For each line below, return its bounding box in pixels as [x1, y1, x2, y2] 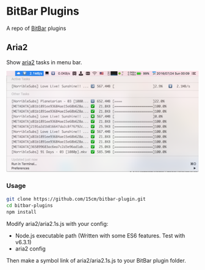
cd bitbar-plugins [6, 203, 53, 209]
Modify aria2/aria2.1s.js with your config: [6, 220, 109, 227]
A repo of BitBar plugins [6, 24, 67, 32]
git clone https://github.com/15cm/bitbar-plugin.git [6, 196, 146, 203]
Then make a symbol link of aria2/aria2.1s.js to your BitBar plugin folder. [6, 257, 186, 264]
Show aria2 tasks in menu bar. [6, 58, 82, 66]
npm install [6, 209, 37, 216]
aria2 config [15, 245, 46, 252]
